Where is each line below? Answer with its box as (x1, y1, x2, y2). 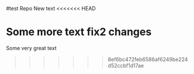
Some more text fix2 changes (6, 26, 152, 38)
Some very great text (6, 44, 57, 51)
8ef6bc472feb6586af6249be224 (108, 55, 188, 63)
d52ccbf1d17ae (108, 62, 144, 69)
